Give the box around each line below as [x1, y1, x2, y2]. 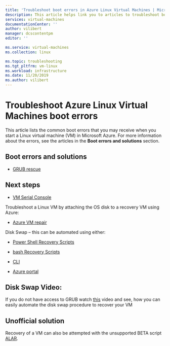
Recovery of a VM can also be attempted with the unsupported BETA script [5, 330, 162, 336]
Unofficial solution [5, 317, 65, 325]
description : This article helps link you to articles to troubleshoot [5, 12, 159, 17]
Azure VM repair [12, 219, 47, 225]
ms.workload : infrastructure [5, 68, 67, 74]
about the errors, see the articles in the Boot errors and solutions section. [5, 137, 160, 144]
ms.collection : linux [5, 49, 51, 55]
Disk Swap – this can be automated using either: [5, 229, 106, 235]
